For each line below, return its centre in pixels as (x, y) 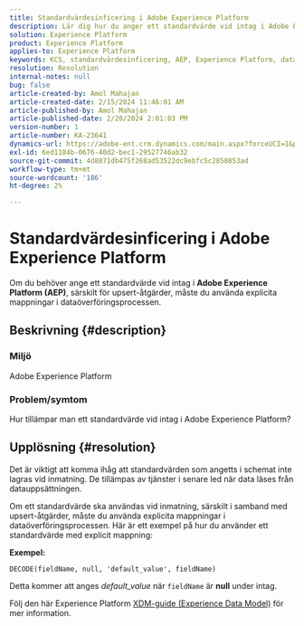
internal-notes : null (50, 77)
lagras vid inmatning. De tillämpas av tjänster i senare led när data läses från (152, 479)
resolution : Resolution (54, 69)
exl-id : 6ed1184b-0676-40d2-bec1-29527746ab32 (99, 152)
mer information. (40, 612)
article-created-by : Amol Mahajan (75, 93)
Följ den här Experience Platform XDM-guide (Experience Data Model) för (147, 603)
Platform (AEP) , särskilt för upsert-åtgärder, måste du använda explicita (143, 293)
